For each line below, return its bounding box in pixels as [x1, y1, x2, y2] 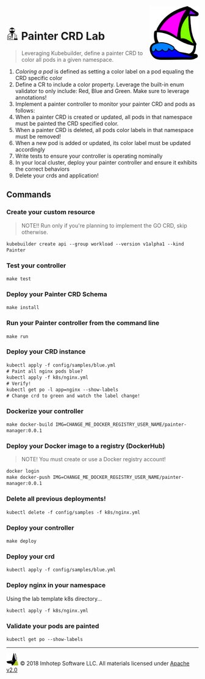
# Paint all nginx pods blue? [6, 368, 84, 374]
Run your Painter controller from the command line [6, 319, 160, 327]
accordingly [15, 146, 46, 153]
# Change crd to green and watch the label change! [6, 393, 140, 399]
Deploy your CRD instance [6, 347, 86, 356]
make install [6, 305, 40, 311]
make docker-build [6, 421, 53, 428]
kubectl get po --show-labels [6, 636, 84, 642]
